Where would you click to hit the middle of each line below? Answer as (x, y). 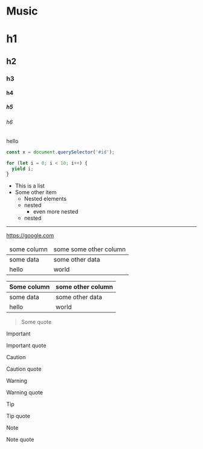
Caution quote (24, 369)
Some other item (36, 192)
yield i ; (23, 169)
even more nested (56, 212)
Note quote (20, 440)
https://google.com (30, 235)
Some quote (36, 322)
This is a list (30, 186)
